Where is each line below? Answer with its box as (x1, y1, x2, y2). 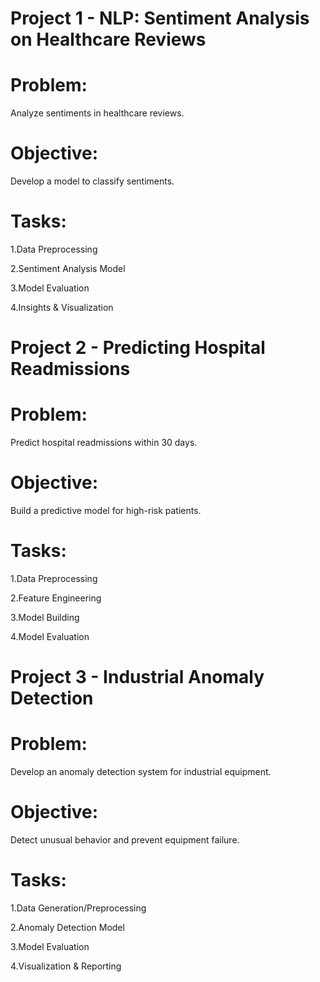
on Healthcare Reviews (10, 28, 207, 51)
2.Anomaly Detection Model (10, 922, 125, 933)
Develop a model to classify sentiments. (10, 175, 175, 187)
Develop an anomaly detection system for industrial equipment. (10, 766, 272, 778)
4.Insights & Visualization (10, 302, 114, 313)
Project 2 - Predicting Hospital (10, 337, 266, 359)
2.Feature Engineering (10, 592, 102, 604)
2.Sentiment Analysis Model (10, 263, 126, 274)
